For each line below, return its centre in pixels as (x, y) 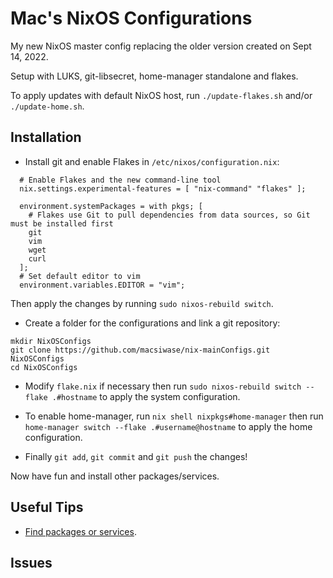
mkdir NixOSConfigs (51, 341)
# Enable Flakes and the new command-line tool (120, 180)
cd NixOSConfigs (44, 367)
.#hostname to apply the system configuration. (146, 396)
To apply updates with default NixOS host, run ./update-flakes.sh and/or (161, 95)
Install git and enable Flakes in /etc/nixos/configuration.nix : (152, 161)
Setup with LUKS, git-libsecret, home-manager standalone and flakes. (154, 76)
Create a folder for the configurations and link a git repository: (152, 323)
